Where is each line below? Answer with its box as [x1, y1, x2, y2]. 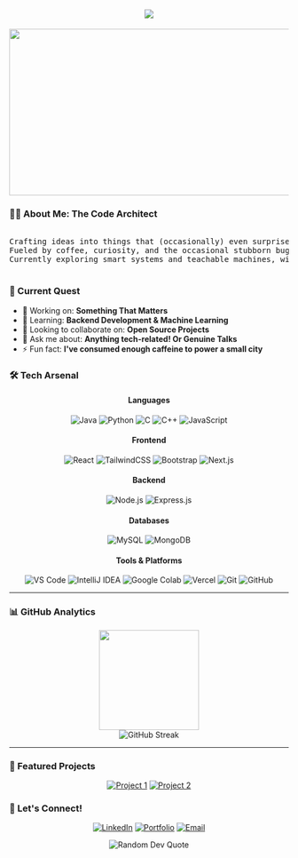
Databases [128, 515, 170, 526]
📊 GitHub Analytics [9, 606, 96, 618]
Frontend [131, 435, 167, 446]
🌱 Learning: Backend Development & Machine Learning [21, 314, 229, 325]
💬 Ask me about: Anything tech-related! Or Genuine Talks [21, 333, 238, 344]
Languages [128, 395, 170, 406]
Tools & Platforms [115, 555, 183, 566]
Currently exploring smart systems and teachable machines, [9, 254, 277, 265]
